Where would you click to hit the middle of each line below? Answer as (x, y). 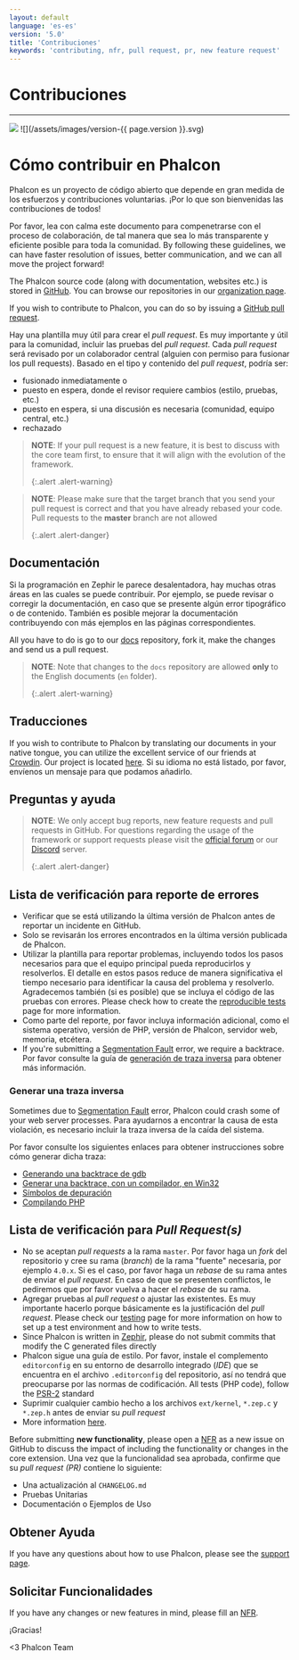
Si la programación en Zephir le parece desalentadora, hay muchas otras (143, 585)
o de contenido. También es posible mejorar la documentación (124, 613)
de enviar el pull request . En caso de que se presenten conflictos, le (146, 1280)
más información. (54, 1068)
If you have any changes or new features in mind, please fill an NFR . (134, 1613)
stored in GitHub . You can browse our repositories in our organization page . (148, 290)
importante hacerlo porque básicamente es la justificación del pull (143, 1308)
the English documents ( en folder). (94, 676)
